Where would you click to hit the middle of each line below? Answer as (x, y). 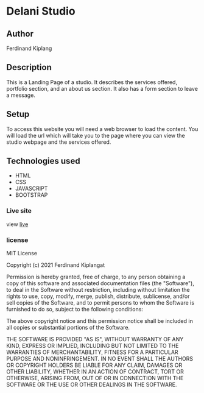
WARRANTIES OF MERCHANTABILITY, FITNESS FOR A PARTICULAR (92, 352)
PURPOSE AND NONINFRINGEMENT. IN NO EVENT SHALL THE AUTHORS (100, 359)
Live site (19, 211)
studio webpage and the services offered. (59, 142)
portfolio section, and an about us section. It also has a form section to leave (102, 88)
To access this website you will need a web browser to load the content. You (102, 129)
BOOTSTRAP (31, 195)
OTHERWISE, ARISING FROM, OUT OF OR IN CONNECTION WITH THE (95, 378)
